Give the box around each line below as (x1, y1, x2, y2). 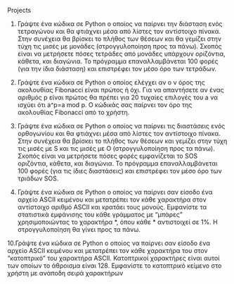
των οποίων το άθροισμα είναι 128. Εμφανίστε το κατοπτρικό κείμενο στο (7, 261, 222, 270)
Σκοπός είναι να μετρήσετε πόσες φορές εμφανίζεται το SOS (17, 152, 198, 160)
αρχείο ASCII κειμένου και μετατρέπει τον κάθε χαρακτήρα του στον (7, 247, 208, 254)
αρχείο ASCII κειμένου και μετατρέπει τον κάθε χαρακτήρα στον (17, 195, 207, 204)
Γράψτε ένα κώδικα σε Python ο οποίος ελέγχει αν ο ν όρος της (17, 78, 205, 87)
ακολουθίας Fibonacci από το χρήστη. (17, 109, 130, 116)
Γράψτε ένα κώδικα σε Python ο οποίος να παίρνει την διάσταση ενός (17, 20, 223, 27)
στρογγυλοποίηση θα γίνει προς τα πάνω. (17, 226, 141, 233)
